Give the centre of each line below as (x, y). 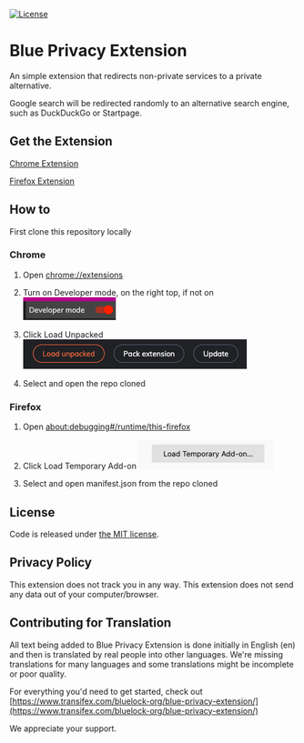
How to (30, 210)
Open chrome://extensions (73, 275)
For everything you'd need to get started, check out (106, 691)
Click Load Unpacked (63, 334)
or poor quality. (38, 674)
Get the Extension (61, 141)
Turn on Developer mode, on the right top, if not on (118, 292)
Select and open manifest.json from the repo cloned (120, 484)
